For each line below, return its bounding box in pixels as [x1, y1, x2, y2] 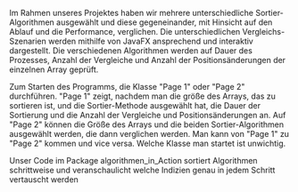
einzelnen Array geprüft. [9, 64, 99, 75]
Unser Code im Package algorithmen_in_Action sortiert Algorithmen [9, 156, 258, 165]
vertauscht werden [9, 174, 79, 185]
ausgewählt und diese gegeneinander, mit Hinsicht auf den [56, 17, 273, 28]
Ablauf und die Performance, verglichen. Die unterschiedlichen [9, 27, 241, 36]
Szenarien [9, 36, 47, 46]
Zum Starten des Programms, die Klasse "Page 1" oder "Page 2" [9, 82, 245, 92]
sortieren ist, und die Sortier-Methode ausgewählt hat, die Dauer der [9, 100, 261, 110]
